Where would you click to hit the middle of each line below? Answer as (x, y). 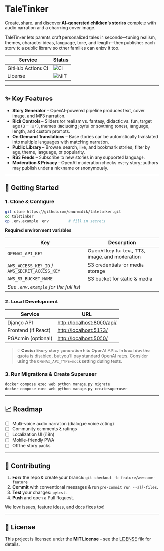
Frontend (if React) (29, 330)
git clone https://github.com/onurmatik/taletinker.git (63, 212)
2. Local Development (31, 301)
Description (122, 243)
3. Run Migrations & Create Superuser (51, 374)
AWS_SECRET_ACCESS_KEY (34, 271)
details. (12, 544)
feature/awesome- (138, 478)
